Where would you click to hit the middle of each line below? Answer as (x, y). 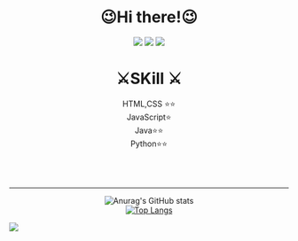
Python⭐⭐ (149, 144)
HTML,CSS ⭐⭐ (149, 104)
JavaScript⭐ (149, 117)
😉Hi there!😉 (149, 17)
